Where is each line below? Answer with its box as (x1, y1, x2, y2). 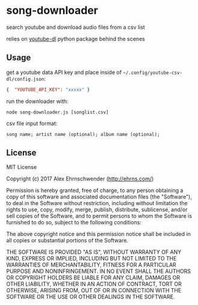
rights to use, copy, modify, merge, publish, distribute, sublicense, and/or (6, 206, 188, 214)
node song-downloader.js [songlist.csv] (6, 109, 110, 115)
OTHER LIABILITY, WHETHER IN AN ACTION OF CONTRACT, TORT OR (6, 280, 182, 288)
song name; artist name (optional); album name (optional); (6, 131, 161, 137)
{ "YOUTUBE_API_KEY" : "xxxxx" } (6, 87, 90, 93)
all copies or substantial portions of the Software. (6, 237, 128, 244)
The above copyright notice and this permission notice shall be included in (6, 230, 191, 238)
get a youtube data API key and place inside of (6, 69, 122, 76)
